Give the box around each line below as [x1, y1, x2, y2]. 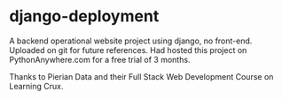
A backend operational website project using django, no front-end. [9, 35, 253, 46]
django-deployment [9, 6, 160, 27]
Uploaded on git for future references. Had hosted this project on [9, 44, 247, 55]
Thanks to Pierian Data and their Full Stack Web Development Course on [9, 71, 274, 81]
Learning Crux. [9, 81, 64, 91]
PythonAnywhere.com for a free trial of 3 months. [9, 54, 191, 65]
